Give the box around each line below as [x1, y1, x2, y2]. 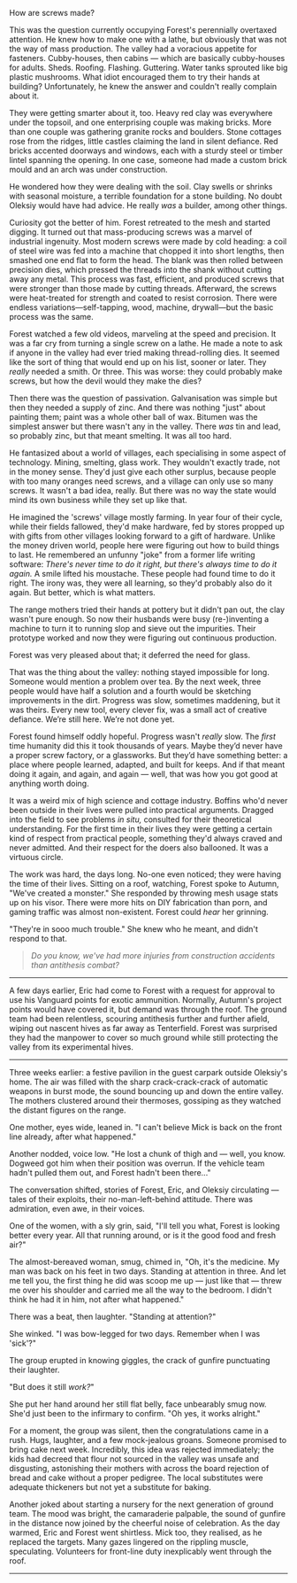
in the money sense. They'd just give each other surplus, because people [9, 467, 277, 477]
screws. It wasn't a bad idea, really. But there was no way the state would [9, 485, 277, 495]
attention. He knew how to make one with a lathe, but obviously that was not [9, 35, 287, 44]
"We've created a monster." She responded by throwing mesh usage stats [9, 888, 278, 898]
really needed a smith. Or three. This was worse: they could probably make [9, 367, 283, 376]
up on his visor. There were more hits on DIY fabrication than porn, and [9, 897, 268, 907]
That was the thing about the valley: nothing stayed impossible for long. [9, 667, 270, 677]
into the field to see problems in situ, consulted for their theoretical [9, 814, 252, 825]
